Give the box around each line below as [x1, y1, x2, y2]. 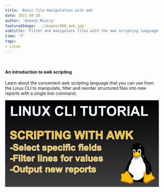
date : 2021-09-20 [5, 13, 41, 18]
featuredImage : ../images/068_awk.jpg [5, 23, 84, 28]
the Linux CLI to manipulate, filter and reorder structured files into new [5, 85, 146, 91]
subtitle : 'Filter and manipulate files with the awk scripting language [5, 28, 159, 34]
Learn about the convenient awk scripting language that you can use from [5, 80, 154, 85]
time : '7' [5, 34, 25, 39]
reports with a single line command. [5, 90, 77, 96]
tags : [5, 39, 16, 44]
